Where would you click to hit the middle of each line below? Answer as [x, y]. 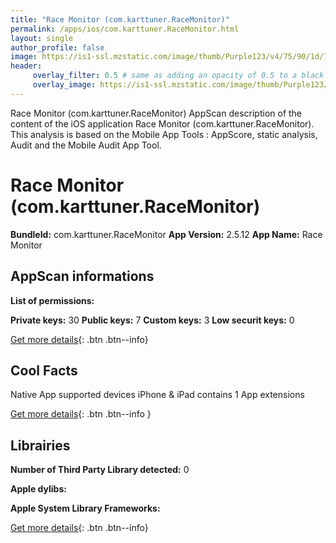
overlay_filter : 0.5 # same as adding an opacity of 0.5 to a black [178, 76]
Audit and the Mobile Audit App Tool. [86, 145]
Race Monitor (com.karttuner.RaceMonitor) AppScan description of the [156, 113]
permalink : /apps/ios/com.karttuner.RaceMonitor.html [125, 29]
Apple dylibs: [38, 489]
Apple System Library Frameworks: [85, 508]
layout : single [42, 38]
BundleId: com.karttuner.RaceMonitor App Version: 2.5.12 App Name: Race [166, 234]
